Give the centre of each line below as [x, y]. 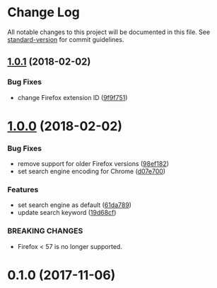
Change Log [43, 12]
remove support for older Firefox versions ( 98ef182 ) [93, 164]
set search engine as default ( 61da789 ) [75, 205]
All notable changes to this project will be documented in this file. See [109, 32]
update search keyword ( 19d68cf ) [67, 213]
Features [23, 190]
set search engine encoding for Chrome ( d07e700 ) [92, 172]
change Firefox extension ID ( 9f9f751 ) [72, 97]
